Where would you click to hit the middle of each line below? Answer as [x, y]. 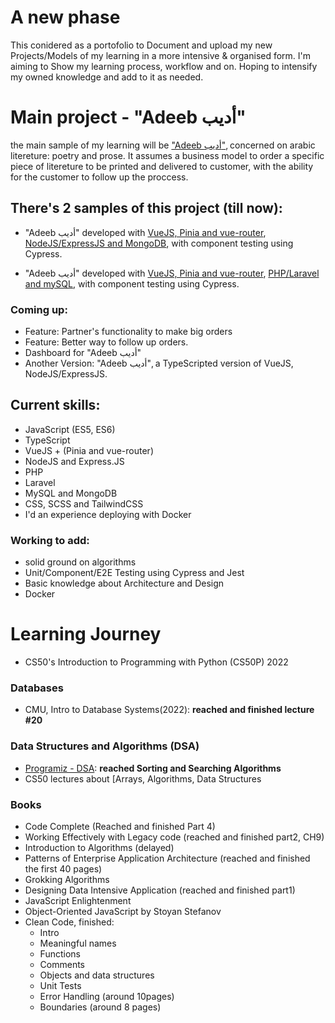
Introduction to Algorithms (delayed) [99, 847]
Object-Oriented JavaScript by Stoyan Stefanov [123, 911]
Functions [60, 953]
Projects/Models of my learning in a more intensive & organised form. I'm [161, 55]
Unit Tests [60, 985]
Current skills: [55, 405]
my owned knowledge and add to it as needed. [107, 77]
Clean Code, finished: [69, 922]
